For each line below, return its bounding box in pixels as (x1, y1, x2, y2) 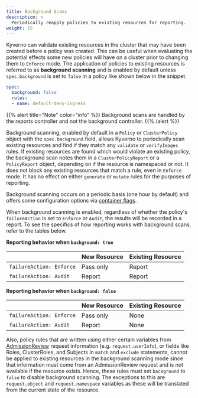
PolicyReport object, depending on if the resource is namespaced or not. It (6, 160, 189, 167)
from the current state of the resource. (6, 386, 100, 393)
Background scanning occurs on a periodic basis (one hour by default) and (6, 190, 189, 198)
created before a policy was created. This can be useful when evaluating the (6, 48, 193, 55)
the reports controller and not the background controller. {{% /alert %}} (6, 118, 180, 125)
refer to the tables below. (6, 227, 67, 234)
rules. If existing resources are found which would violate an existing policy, (6, 148, 190, 155)
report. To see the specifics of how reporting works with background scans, (6, 221, 191, 228)
